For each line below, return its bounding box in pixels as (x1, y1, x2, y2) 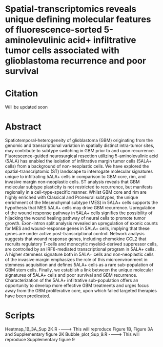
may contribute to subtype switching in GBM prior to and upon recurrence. (5, 148, 155, 154)
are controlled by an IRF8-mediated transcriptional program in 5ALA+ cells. (5, 246, 156, 252)
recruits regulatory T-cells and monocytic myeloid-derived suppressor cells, (5, 241, 158, 247)
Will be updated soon (5, 104, 48, 110)
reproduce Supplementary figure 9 (5, 337, 75, 342)
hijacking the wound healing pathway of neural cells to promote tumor (5, 215, 146, 221)
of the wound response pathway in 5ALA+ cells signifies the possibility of (5, 210, 153, 216)
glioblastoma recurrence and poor (5, 55, 146, 66)
